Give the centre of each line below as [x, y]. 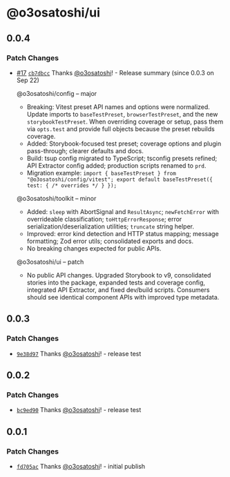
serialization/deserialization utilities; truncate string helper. [111, 226]
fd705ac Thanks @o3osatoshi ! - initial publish [81, 466]
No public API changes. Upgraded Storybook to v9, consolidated [119, 275]
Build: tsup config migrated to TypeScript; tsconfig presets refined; [122, 158]
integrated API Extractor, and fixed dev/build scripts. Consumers [118, 290]
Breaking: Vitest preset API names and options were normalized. [118, 107]
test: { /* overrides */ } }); [72, 185]
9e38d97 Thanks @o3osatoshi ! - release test [79, 353]
